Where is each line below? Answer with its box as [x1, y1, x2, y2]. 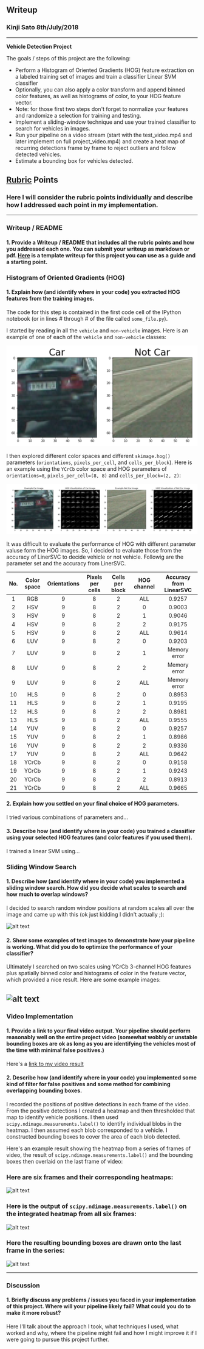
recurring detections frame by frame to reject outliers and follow [15, 144, 176, 151]
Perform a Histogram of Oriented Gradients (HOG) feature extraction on [15, 66, 194, 74]
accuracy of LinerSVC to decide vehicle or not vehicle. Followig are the [6, 553, 184, 560]
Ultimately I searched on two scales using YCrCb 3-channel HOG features [6, 963, 191, 970]
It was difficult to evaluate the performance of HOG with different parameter [6, 540, 196, 548]
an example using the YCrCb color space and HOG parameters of [6, 465, 167, 472]
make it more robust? [6, 1309, 61, 1317]
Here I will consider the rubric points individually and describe [6, 193, 193, 201]
